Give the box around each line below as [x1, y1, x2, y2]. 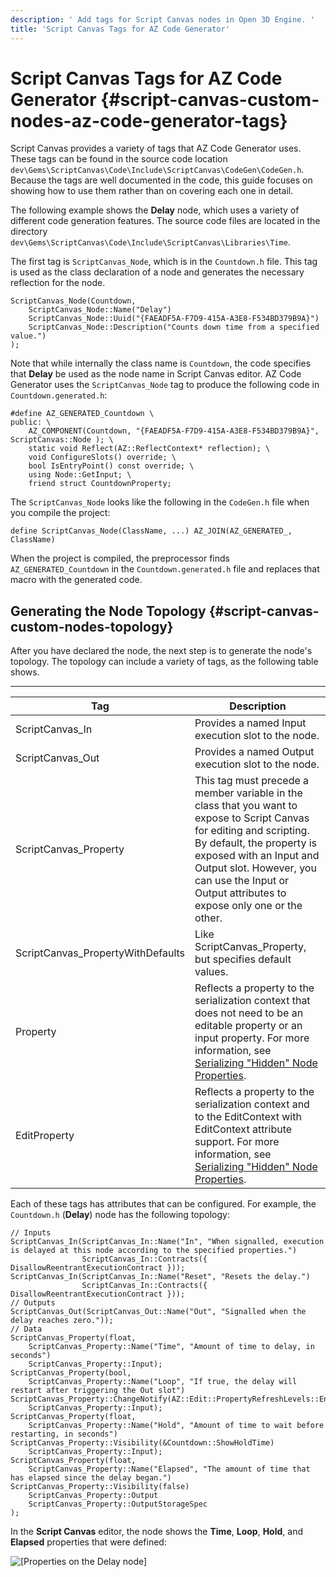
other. [194, 911, 223, 925]
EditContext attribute [194, 1122, 293, 1136]
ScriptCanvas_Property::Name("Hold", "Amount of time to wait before [28, 1421, 325, 1431]
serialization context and [194, 1097, 310, 1111]
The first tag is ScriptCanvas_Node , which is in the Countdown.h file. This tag [10, 256, 318, 268]
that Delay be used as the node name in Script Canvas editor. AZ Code [10, 368, 302, 380]
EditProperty [15, 1129, 75, 1143]
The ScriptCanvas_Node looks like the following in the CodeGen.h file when [10, 496, 310, 508]
